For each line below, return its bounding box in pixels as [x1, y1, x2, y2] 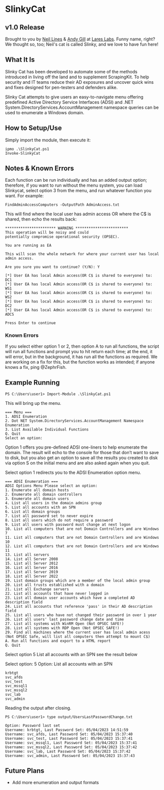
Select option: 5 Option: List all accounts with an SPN [5, 661, 113, 667]
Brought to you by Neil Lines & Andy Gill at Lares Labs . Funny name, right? [5, 36, 156, 42]
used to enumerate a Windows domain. [5, 109, 84, 115]
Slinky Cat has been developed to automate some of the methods [5, 68, 137, 74]
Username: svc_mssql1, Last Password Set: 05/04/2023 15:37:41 [5, 740, 137, 745]
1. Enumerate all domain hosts [5, 488, 69, 493]
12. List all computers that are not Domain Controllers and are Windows [5, 543, 160, 549]
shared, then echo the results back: [5, 216, 77, 222]
